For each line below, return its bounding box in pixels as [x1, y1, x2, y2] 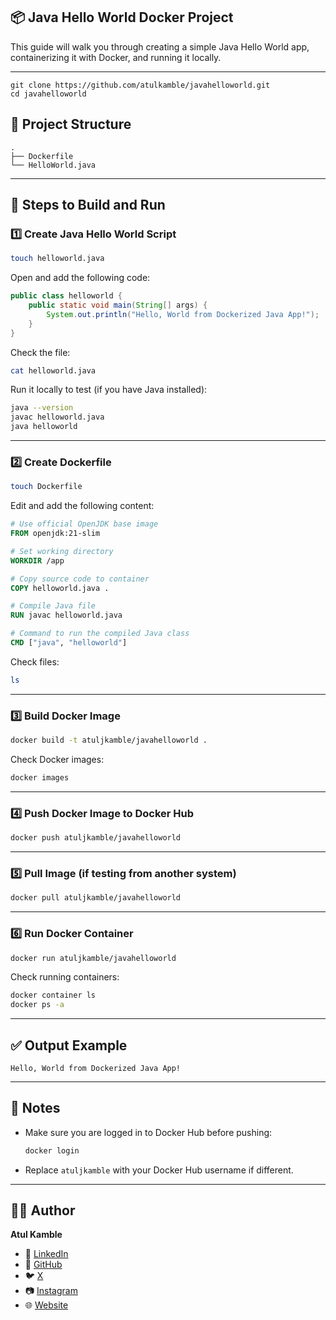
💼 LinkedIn [24, 1248, 69, 1260]
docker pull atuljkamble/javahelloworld [10, 893, 182, 903]
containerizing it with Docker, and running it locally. [10, 51, 222, 63]
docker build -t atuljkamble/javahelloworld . [10, 735, 208, 746]
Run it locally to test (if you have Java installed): [10, 384, 208, 396]
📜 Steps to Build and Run [10, 197, 166, 214]
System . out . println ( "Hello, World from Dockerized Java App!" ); [46, 309, 320, 319]
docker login [24, 1145, 80, 1156]
